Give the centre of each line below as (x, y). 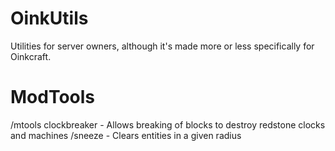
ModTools (53, 97)
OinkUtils (49, 18)
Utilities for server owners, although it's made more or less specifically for (162, 46)
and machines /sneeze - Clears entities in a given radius (126, 135)
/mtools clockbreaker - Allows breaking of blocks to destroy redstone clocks (168, 124)
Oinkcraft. (31, 56)
